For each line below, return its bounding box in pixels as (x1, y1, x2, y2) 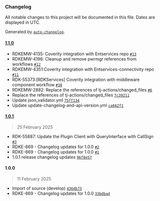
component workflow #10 (12, 81, 63, 88)
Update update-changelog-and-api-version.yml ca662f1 (12, 102, 124, 108)
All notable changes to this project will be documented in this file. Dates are (5, 15, 156, 20)
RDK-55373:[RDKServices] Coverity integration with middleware (12, 77, 140, 82)
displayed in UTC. (5, 19, 41, 25)
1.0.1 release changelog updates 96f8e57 (12, 154, 92, 160)
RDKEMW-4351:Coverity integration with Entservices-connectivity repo (12, 66, 154, 72)
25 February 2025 (16, 124, 53, 130)
